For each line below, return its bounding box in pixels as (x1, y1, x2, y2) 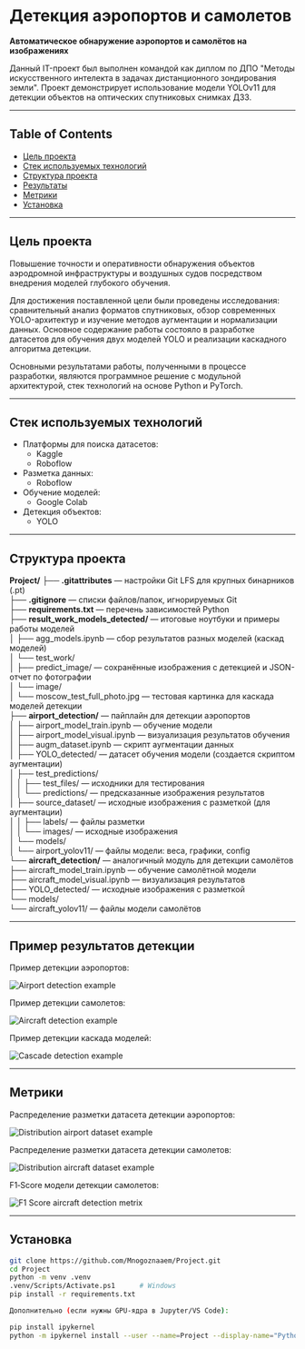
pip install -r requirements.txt (9, 1290, 136, 1299)
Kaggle (35, 449, 64, 460)
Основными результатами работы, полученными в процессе (9, 361, 247, 372)
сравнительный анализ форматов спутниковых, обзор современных (9, 304, 276, 315)
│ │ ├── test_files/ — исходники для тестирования (9, 778, 205, 789)
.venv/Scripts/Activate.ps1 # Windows (9, 1282, 177, 1291)
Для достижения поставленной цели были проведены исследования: (9, 294, 280, 305)
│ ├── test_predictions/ (9, 769, 99, 779)
